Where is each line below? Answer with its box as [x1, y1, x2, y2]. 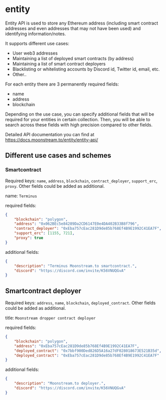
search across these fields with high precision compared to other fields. [5, 122, 153, 128]
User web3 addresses [12, 50, 58, 56]
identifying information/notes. [5, 31, 66, 37]
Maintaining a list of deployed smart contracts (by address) [12, 55, 134, 61]
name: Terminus [5, 193, 37, 199]
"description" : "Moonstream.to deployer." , [14, 381, 106, 386]
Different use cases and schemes [5, 151, 111, 160]
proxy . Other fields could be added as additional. [5, 183, 105, 189]
